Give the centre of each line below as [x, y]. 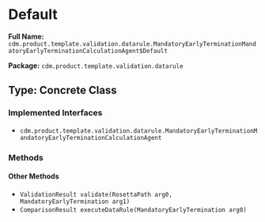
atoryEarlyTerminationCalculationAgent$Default [88, 51]
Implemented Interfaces [55, 113]
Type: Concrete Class [62, 90]
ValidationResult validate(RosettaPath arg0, [96, 194]
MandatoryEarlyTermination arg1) [75, 201]
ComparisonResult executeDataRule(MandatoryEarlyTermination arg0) [133, 210]
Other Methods [34, 176]
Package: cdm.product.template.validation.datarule [96, 66]
